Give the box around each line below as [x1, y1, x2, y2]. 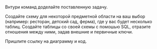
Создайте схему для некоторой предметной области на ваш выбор [5, 14, 145, 19]
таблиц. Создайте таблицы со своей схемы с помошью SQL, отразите [5, 24, 151, 30]
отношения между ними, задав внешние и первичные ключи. [5, 29, 133, 34]
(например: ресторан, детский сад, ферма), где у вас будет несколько [5, 19, 152, 24]
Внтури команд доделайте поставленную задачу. [5, 4, 108, 10]
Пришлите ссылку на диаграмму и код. [5, 38, 87, 44]
